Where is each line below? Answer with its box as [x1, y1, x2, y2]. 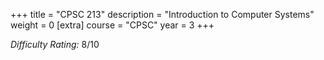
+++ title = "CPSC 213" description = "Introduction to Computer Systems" [10, 9, 315, 20]
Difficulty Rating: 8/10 [10, 39, 100, 50]
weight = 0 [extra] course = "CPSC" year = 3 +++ [10, 19, 215, 31]
